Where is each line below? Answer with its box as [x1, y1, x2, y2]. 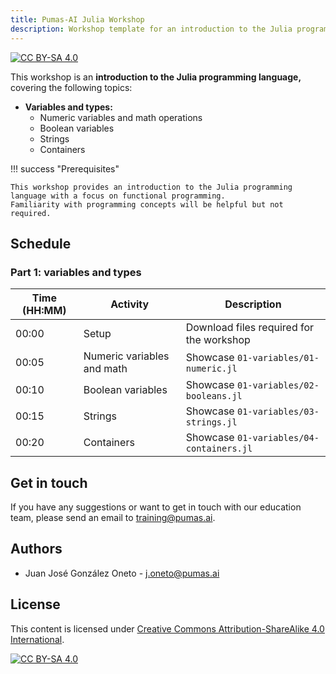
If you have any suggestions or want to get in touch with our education [10, 501, 302, 513]
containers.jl [185, 443, 253, 455]
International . [10, 633, 65, 645]
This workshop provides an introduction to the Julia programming [10, 182, 293, 192]
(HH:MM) [22, 304, 67, 318]
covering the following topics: [10, 81, 133, 93]
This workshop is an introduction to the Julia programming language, [10, 71, 302, 83]
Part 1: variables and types [10, 265, 142, 279]
